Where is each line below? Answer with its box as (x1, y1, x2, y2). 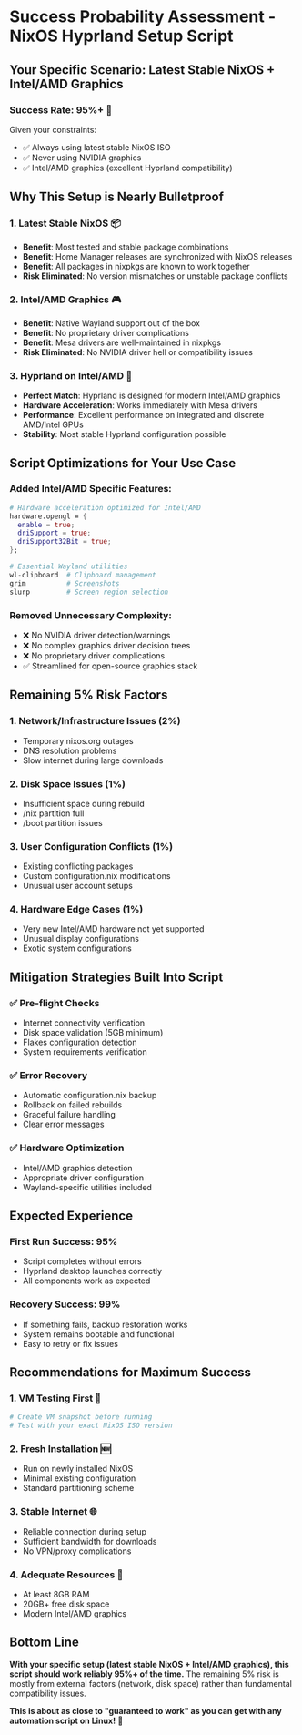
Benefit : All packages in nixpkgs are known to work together (22, 260, 250, 271)
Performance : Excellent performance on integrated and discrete (22, 410, 265, 421)
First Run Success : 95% (9, 1236, 118, 1249)
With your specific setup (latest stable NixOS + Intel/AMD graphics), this (9, 1658, 289, 1669)
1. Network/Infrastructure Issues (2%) (9, 715, 181, 728)
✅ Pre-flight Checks (9, 996, 100, 1009)
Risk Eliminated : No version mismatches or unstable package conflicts (22, 270, 288, 281)
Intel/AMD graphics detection (22, 1162, 134, 1173)
